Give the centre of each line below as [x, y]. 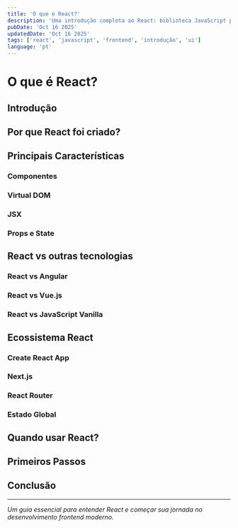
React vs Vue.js [35, 296]
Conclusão [32, 486]
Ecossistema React [50, 337]
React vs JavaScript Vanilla [55, 315]
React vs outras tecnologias [70, 256]
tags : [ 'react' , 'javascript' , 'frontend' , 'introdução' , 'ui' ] [104, 40]
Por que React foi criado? [64, 132]
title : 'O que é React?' [44, 14]
